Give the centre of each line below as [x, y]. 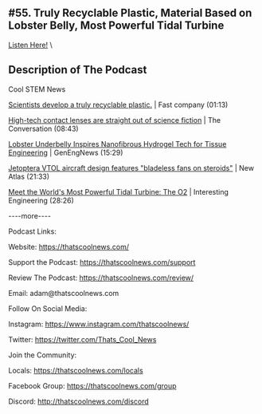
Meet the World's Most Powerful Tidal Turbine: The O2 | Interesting [119, 191]
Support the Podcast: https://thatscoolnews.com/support [102, 262]
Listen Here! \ [31, 45]
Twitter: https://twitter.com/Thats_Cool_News [82, 339]
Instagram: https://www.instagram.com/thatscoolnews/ [99, 324]
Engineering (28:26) [41, 200]
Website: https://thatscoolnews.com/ [69, 246]
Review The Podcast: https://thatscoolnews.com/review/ [101, 278]
